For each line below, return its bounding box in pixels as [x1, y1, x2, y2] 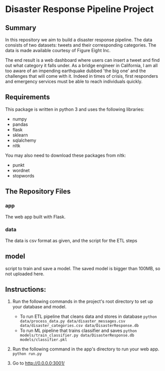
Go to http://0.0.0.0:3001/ [12, 360, 65, 366]
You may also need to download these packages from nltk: [5, 152, 126, 158]
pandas [12, 121, 28, 127]
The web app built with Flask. [5, 214, 66, 220]
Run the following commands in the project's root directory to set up [12, 298, 153, 304]
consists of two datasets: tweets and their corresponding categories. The [5, 42, 156, 48]
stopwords [12, 172, 34, 178]
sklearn [12, 132, 28, 138]
